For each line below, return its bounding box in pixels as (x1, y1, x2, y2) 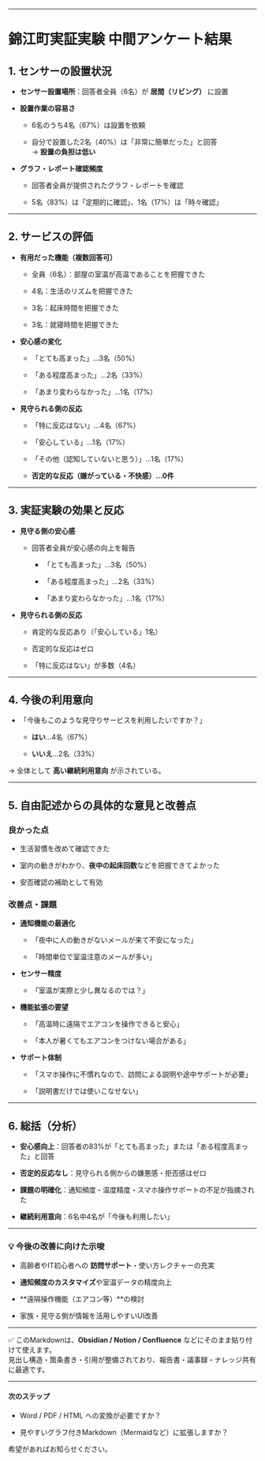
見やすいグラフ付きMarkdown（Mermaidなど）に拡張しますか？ (19, 1427, 229, 1437)
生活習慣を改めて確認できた (19, 844, 110, 853)
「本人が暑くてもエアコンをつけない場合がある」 (31, 1036, 191, 1045)
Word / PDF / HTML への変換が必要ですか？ (19, 1410, 162, 1420)
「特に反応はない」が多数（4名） (31, 661, 140, 670)
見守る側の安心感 (19, 526, 76, 536)
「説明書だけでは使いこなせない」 (31, 1086, 143, 1096)
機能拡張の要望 (19, 1003, 69, 1012)
